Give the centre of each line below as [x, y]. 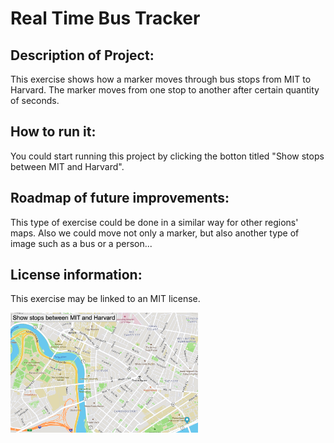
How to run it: [53, 132]
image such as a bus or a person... [81, 243]
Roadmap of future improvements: [120, 198]
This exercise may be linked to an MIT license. [105, 299]
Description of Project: [82, 55]
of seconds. [35, 100]
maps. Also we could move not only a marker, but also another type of [155, 233]
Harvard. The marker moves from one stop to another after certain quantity [165, 90]
